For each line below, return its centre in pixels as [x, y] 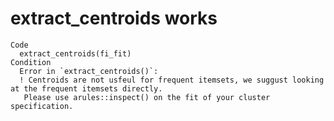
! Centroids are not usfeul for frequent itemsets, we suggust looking [172, 80]
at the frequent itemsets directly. [86, 88]
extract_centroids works [114, 18]
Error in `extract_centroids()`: [89, 71]
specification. [42, 106]
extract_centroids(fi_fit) [75, 53]
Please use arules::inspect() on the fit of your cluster [147, 97]
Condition [31, 62]
